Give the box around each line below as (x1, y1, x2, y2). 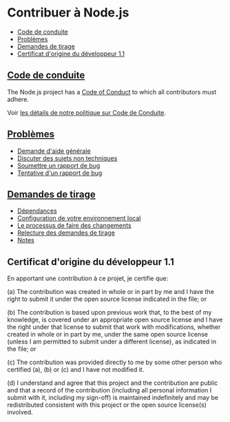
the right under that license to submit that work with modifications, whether (7, 323, 221, 331)
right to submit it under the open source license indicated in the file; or (7, 295, 207, 304)
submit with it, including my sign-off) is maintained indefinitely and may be (7, 394, 219, 402)
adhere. (7, 95, 30, 103)
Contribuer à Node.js (7, 5, 129, 21)
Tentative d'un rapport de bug (17, 169, 103, 177)
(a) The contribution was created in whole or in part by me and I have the (7, 288, 215, 296)
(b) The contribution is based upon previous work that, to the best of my (7, 308, 212, 317)
